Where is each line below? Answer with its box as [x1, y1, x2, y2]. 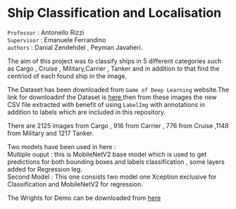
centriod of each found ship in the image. [7, 72, 128, 80]
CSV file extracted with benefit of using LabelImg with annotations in [7, 100, 206, 108]
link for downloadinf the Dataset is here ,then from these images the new [7, 93, 217, 101]
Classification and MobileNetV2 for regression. [7, 179, 143, 188]
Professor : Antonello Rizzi [7, 28, 85, 37]
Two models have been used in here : [7, 142, 116, 151]
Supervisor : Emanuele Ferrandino [7, 35, 106, 44]
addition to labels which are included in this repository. [7, 108, 166, 116]
